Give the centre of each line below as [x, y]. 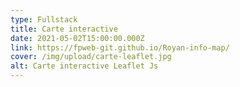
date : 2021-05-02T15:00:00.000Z [77, 38]
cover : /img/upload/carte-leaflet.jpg [91, 57]
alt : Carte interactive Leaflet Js [84, 66]
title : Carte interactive [64, 29]
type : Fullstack [44, 19]
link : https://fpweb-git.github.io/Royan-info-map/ [120, 47]
